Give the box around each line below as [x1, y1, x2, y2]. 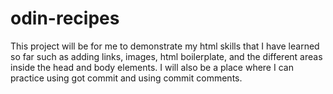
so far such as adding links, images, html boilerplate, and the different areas [10, 50, 323, 62]
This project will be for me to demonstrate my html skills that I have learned [10, 40, 320, 52]
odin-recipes [10, 7, 120, 30]
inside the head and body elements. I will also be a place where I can [10, 61, 294, 73]
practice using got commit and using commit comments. [10, 72, 243, 84]
